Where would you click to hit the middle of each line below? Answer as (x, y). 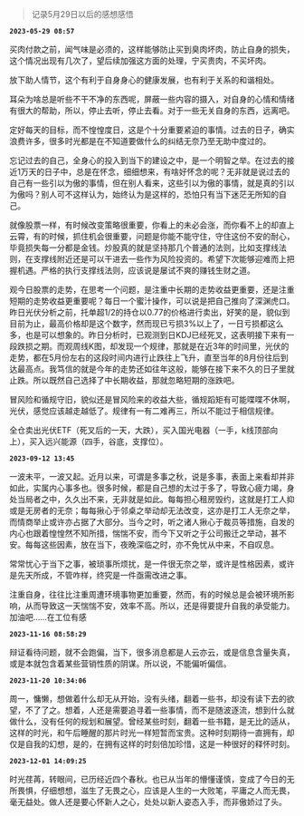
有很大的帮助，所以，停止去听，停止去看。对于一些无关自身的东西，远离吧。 (152, 111)
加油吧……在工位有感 (48, 617)
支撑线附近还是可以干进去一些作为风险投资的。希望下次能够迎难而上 (160, 259)
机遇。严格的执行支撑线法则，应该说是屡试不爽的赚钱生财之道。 (136, 270)
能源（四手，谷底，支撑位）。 (114, 442)
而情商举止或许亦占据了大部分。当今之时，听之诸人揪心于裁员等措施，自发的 (152, 522)
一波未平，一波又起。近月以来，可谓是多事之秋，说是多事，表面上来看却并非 (152, 476)
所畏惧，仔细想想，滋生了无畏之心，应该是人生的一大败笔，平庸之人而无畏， (152, 791)
